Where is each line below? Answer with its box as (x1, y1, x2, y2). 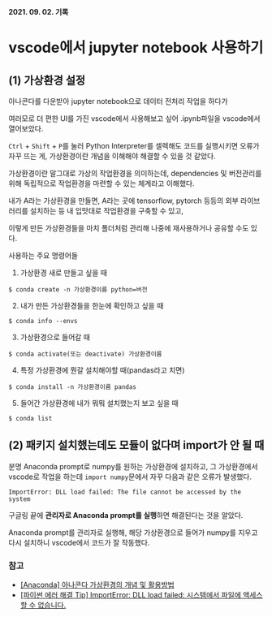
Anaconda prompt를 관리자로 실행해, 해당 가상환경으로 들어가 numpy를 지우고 (8, 527, 258, 537)
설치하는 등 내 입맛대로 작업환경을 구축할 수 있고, (29, 206, 184, 215)
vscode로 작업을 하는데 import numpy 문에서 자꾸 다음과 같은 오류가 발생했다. (8, 472, 252, 481)
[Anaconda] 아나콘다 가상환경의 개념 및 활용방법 (19, 580, 175, 590)
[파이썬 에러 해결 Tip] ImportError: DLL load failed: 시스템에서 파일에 (19, 590, 242, 600)
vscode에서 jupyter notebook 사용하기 (8, 39, 264, 57)
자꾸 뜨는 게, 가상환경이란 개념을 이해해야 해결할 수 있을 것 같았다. (8, 151, 217, 161)
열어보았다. (8, 124, 44, 133)
